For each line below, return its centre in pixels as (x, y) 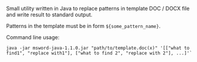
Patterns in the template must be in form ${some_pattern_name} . (83, 26)
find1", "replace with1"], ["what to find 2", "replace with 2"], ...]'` (99, 53)
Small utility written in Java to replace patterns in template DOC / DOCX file (98, 8)
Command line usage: (33, 37)
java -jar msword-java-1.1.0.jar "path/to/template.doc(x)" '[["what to (98, 48)
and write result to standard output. (50, 15)
